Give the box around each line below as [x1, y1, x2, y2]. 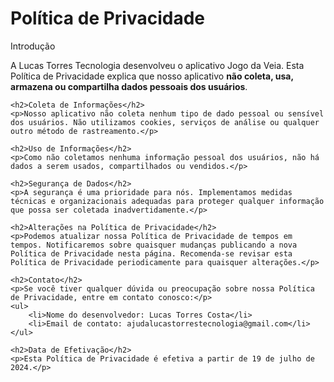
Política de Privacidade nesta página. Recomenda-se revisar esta [10, 248, 293, 259]
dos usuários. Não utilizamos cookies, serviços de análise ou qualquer [10, 117, 320, 127]
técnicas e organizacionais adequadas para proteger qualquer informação [10, 196, 325, 206]
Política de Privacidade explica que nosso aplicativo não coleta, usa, [10, 70, 294, 82]
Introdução [10, 40, 56, 52]
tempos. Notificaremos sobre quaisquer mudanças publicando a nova [10, 240, 298, 250]
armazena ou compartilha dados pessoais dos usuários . [10, 80, 248, 92]
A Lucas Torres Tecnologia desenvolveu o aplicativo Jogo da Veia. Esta [10, 59, 305, 71]
